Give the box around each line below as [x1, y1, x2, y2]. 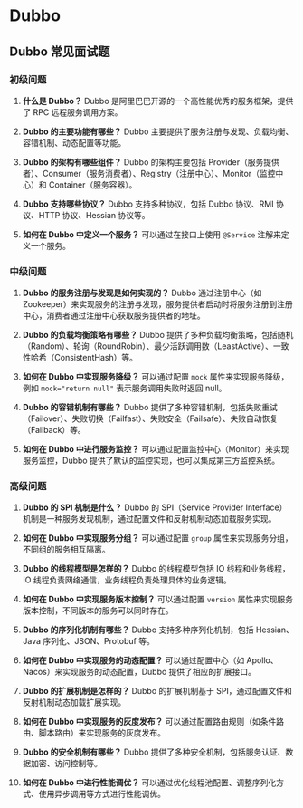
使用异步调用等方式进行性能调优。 [38, 789, 166, 800]
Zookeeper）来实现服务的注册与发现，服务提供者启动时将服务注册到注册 [22, 299, 294, 310]
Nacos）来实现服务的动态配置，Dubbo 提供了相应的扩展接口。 [22, 667, 256, 678]
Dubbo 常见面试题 [9, 43, 110, 59]
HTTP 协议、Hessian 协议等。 [38, 209, 150, 220]
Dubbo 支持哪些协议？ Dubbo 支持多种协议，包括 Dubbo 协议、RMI [22, 198, 274, 209]
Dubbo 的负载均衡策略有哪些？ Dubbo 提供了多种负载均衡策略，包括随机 [22, 330, 294, 341]
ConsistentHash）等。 [53, 352, 138, 363]
